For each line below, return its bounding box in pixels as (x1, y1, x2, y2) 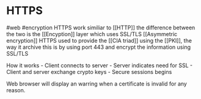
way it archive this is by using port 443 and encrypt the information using (6, 43, 191, 51)
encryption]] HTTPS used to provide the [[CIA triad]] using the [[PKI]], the (6, 37, 192, 44)
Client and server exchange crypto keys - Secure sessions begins (6, 68, 172, 75)
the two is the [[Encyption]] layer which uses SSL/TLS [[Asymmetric (6, 30, 178, 37)
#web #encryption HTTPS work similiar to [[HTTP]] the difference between (6, 24, 196, 31)
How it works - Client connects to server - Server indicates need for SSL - (6, 62, 193, 69)
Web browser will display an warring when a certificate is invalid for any (6, 80, 188, 87)
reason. (6, 86, 26, 94)
